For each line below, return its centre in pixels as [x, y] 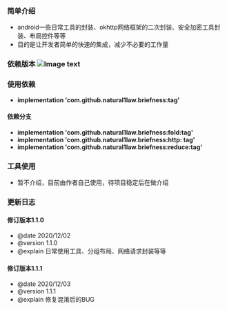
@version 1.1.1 [37, 291]
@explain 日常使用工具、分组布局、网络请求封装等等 [92, 251]
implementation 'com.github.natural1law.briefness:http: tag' [106, 139]
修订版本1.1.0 [26, 220]
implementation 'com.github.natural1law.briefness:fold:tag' [105, 132]
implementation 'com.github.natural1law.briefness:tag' [98, 100]
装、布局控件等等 [41, 36]
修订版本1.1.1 [25, 268]
